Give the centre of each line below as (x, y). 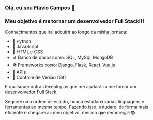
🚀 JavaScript (25, 47)
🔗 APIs (19, 72)
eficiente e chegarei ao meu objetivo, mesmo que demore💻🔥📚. (71, 113)
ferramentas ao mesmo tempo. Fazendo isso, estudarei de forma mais (77, 107)
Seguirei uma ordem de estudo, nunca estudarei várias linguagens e (75, 102)
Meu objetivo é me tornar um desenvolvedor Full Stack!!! (75, 21)
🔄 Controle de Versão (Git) (39, 77)
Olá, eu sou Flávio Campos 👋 (40, 8)
